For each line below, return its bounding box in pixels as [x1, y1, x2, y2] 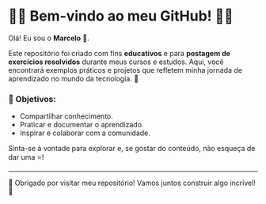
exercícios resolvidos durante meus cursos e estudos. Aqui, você [8, 57, 224, 66]
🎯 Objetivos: [8, 93, 57, 104]
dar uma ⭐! [8, 153, 44, 162]
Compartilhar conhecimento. [19, 111, 113, 121]
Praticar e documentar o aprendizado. [19, 120, 144, 130]
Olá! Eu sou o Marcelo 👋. [8, 33, 89, 43]
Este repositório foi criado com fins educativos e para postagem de [8, 48, 231, 58]
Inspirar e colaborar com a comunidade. [19, 128, 150, 138]
